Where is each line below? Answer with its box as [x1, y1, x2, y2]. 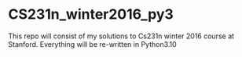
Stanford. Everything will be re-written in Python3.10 [8, 39, 177, 48]
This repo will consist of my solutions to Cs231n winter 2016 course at [8, 31, 234, 41]
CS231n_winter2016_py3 [8, 5, 174, 23]
